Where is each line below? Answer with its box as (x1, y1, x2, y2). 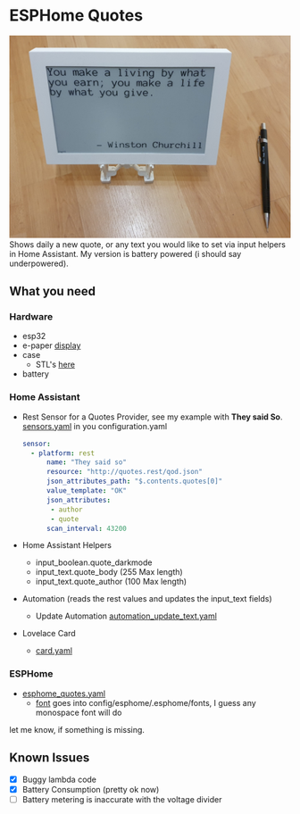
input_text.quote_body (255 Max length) (35, 567, 183, 577)
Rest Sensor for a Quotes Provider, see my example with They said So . (21, 411, 283, 422)
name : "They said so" (46, 458, 127, 467)
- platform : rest (30, 448, 96, 458)
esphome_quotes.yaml (21, 688, 105, 699)
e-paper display (21, 340, 81, 351)
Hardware (9, 310, 54, 322)
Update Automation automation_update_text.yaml (35, 610, 217, 621)
